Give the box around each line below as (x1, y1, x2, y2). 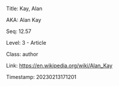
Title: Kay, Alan (6, 5, 42, 12)
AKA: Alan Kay (6, 16, 41, 23)
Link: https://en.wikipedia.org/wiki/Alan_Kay (6, 62, 113, 69)
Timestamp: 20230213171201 (6, 74, 77, 80)
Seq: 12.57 (6, 28, 31, 35)
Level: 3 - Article (6, 39, 47, 46)
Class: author (6, 51, 38, 58)
